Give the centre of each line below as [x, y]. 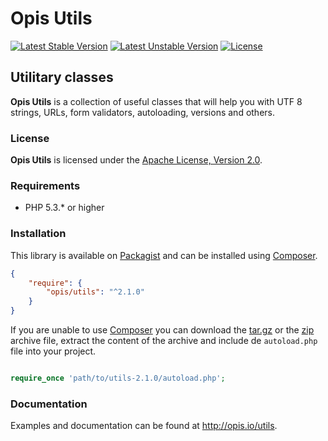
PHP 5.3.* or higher [64, 208]
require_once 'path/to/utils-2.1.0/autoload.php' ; [118, 378]
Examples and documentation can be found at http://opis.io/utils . [144, 426]
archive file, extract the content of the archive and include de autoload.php [164, 341]
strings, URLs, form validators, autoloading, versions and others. [142, 112]
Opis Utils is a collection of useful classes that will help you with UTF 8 [156, 101]
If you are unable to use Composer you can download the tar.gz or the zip [162, 330]
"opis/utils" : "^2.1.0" [95, 292]
